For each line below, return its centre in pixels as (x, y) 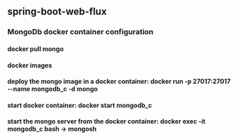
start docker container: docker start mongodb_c (80, 105)
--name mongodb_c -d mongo (52, 89)
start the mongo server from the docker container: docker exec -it (106, 122)
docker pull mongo (35, 48)
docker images (30, 65)
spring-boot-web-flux (57, 12)
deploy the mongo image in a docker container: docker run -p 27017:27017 (119, 82)
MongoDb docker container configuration (80, 32)
